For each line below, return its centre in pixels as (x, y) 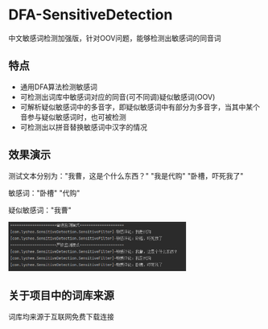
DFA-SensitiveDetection (91, 15)
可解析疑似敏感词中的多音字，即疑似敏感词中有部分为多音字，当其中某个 (140, 107)
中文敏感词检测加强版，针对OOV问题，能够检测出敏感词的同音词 (115, 38)
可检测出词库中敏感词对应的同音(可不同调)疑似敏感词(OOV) (118, 97)
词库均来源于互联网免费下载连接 (61, 316)
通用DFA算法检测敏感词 (59, 87)
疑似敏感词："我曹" (40, 210)
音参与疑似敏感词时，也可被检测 (73, 117)
